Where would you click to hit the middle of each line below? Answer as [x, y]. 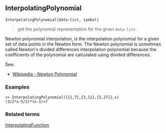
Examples [17, 87]
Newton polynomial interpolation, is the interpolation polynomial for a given [82, 38]
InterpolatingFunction [27, 125]
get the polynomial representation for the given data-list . [77, 29]
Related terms [22, 114]
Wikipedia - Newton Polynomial [45, 74]
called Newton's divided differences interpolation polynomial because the [81, 49]
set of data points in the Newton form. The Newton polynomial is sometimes [83, 44]
